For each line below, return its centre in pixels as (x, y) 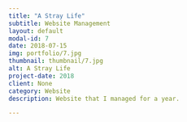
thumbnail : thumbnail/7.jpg (56, 61)
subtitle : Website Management (60, 23)
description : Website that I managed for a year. (94, 99)
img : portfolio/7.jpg (45, 53)
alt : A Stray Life (39, 69)
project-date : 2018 (41, 76)
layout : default (36, 31)
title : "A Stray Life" (47, 16)
